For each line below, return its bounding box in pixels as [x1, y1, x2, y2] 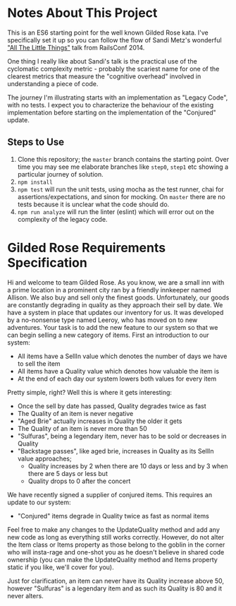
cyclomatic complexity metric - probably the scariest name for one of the [7, 64, 220, 73]
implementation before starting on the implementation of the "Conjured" [7, 108, 216, 117]
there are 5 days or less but [27, 469, 108, 477]
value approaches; [17, 454, 72, 463]
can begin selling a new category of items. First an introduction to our [7, 331, 209, 339]
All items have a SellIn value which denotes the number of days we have [17, 352, 228, 360]
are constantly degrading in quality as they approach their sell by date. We [7, 300, 223, 309]
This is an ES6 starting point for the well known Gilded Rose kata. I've [7, 28, 209, 37]
